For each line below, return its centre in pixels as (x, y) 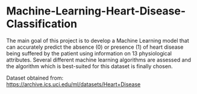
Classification (42, 24)
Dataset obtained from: (35, 78)
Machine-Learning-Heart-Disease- (96, 11)
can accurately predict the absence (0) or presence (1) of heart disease (95, 47)
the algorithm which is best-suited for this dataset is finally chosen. (89, 66)
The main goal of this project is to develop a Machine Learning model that (98, 40)
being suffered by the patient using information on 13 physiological (89, 53)
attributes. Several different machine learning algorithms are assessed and (99, 60)
